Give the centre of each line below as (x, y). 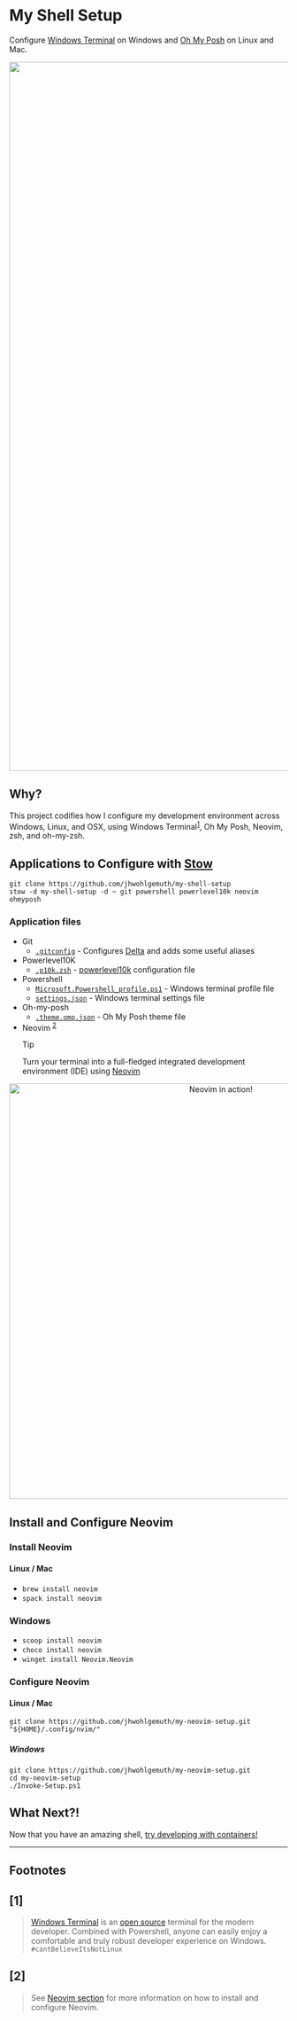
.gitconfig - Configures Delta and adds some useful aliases (145, 950)
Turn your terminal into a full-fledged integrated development (133, 1062)
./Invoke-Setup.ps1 (45, 1786)
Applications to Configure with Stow (111, 864)
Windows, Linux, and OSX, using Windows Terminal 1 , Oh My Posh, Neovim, (146, 825)
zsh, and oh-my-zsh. (47, 836)
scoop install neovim (61, 1641)
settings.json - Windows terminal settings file (120, 997)
